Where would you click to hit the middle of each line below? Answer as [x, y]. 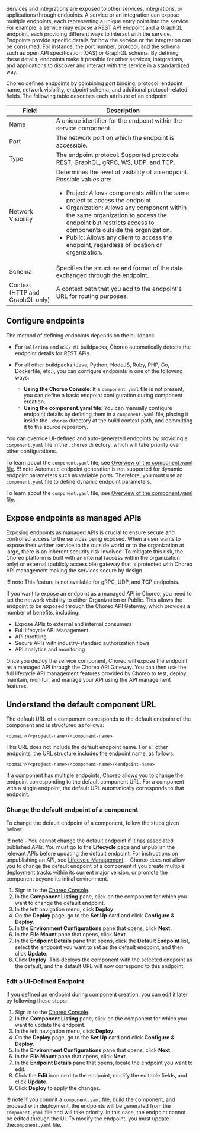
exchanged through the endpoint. [102, 275]
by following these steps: [37, 1001]
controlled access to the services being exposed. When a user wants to [94, 538]
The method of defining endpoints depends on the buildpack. [81, 335]
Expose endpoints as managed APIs [74, 518]
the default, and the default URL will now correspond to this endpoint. [99, 966]
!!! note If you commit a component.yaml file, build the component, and [91, 1099]
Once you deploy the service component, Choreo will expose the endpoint [97, 660]
